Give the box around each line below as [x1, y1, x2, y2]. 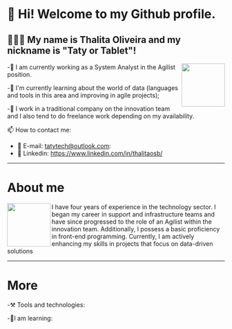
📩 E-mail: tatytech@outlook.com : [17, 142, 112, 150]
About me [7, 180, 65, 196]
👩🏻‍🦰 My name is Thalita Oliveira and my [7, 34, 182, 46]
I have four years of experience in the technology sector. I [51, 202, 216, 211]
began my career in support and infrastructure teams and [51, 210, 215, 218]
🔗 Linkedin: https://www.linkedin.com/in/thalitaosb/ [17, 149, 163, 157]
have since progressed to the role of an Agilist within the [51, 217, 212, 226]
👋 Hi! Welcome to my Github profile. [7, 6, 216, 22]
